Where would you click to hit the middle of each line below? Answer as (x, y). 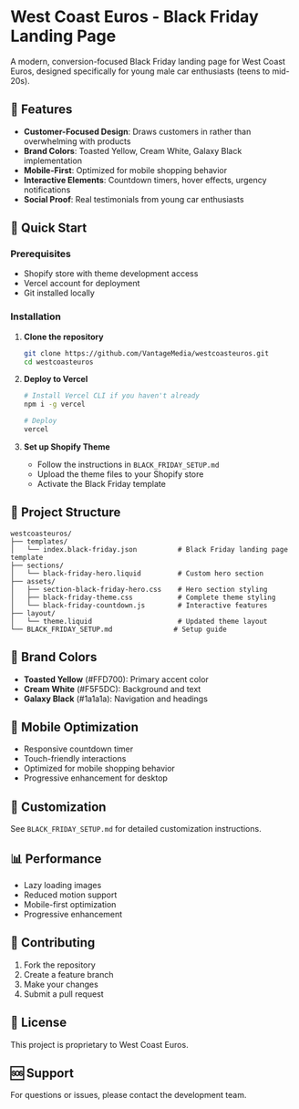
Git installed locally (59, 293)
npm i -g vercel (54, 404)
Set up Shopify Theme (67, 446)
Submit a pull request (63, 994)
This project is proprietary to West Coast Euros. (100, 1044)
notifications (47, 190)
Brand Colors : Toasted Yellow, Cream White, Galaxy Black (133, 150)
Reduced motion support (70, 895)
